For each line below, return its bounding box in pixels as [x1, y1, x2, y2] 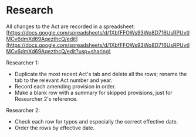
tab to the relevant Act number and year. [14, 77, 113, 84]
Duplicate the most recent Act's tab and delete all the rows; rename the [14, 70, 187, 77]
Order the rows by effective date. [14, 124, 95, 131]
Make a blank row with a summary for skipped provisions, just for [14, 89, 173, 96]
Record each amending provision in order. [14, 83, 116, 90]
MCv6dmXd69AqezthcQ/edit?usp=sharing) [6, 47, 111, 54]
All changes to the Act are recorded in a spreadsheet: [6, 23, 136, 30]
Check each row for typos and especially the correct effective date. [14, 118, 178, 125]
